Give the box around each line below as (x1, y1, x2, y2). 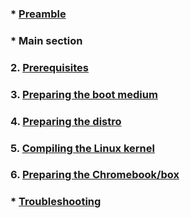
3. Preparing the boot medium (10, 87, 158, 101)
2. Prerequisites (10, 60, 90, 74)
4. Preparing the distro (10, 114, 122, 128)
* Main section (10, 33, 83, 47)
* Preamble (10, 7, 67, 21)
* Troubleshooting (10, 195, 102, 209)
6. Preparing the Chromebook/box (10, 168, 180, 182)
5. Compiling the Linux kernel (10, 141, 155, 155)
